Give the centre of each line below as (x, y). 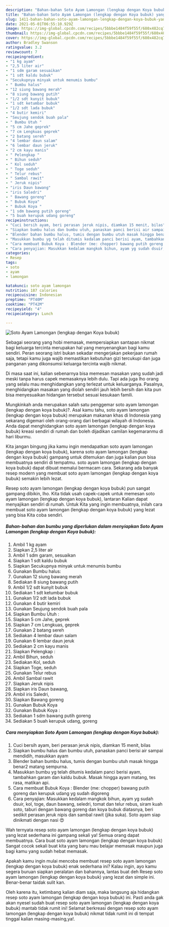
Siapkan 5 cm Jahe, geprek (41, 619)
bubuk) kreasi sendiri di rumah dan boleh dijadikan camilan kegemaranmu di (84, 431)
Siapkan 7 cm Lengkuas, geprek (46, 625)
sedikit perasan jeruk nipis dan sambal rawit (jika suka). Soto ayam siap (87, 815)
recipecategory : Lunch (29, 314)
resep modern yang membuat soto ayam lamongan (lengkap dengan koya (82, 473)
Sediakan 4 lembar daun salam (45, 635)
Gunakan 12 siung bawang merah (47, 576)
